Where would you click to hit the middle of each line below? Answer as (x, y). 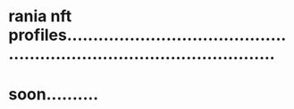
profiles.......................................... (147, 35)
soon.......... (54, 94)
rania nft (40, 16)
